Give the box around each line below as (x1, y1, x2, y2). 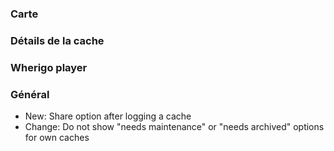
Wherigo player (10, 60, 88, 74)
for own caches (24, 132, 90, 144)
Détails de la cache (10, 33, 105, 47)
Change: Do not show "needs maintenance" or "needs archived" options (24, 121, 325, 133)
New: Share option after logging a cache (24, 110, 192, 122)
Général (10, 87, 50, 101)
